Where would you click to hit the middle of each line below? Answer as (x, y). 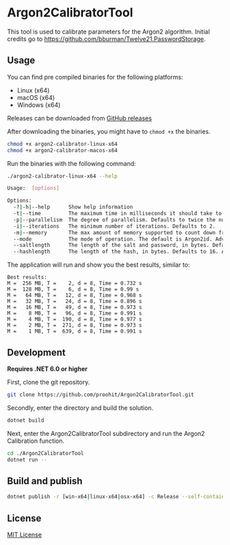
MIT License (25, 534)
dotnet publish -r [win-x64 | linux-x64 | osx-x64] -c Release (93, 497)
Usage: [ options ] (33, 189)
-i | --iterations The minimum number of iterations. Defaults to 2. (114, 226)
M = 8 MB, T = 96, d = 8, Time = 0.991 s (75, 313)
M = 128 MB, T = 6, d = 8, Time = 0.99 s (73, 289)
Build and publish (45, 481)
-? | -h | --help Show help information (73, 207)
